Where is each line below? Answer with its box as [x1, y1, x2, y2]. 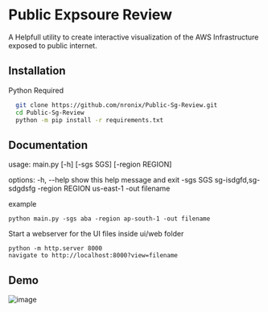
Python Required [8, 85, 64, 95]
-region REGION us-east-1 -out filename [37, 183, 171, 194]
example [8, 199, 37, 209]
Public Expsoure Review [8, 6, 173, 24]
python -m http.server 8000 [8, 244, 103, 252]
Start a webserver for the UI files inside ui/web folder [8, 229, 184, 239]
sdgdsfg [8, 183, 36, 194]
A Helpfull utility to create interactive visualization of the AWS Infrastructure [8, 32, 259, 42]
